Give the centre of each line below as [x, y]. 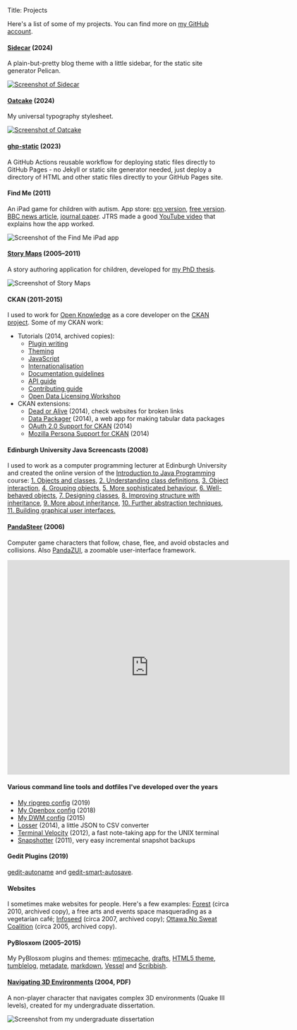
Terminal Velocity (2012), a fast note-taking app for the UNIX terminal [118, 832]
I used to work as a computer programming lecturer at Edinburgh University [117, 466]
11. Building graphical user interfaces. [61, 511]
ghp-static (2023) [34, 146]
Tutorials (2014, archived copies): [66, 336]
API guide [42, 381]
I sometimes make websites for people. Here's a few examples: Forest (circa [118, 904]
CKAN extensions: [44, 404]
